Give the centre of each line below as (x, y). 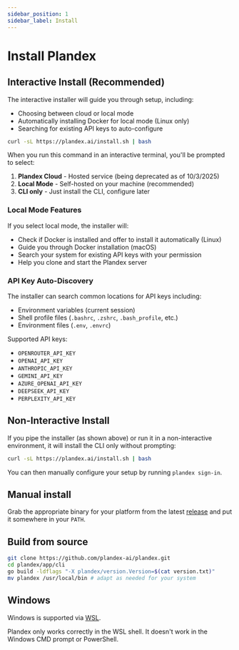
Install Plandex (52, 56)
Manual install (39, 495)
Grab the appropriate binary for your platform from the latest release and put (120, 512)
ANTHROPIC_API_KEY (45, 368)
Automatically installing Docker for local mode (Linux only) (103, 121)
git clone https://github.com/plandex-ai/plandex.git (89, 558)
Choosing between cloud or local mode (76, 113)
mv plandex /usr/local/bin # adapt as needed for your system (102, 578)
